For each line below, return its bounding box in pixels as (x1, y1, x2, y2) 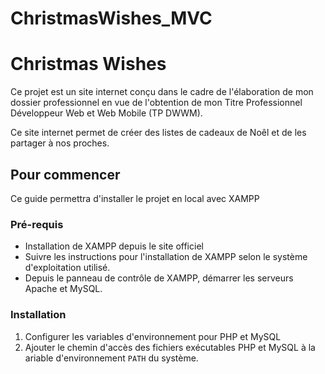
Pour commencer (10, 166, 121, 183)
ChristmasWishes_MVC (10, 7, 213, 30)
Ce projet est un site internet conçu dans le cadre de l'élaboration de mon (10, 86, 314, 98)
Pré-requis (10, 217, 64, 231)
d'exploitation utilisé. (24, 262, 111, 274)
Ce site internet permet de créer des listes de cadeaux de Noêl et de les (10, 127, 307, 139)
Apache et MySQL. (24, 283, 103, 295)
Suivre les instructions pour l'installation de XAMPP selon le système (24, 251, 308, 263)
